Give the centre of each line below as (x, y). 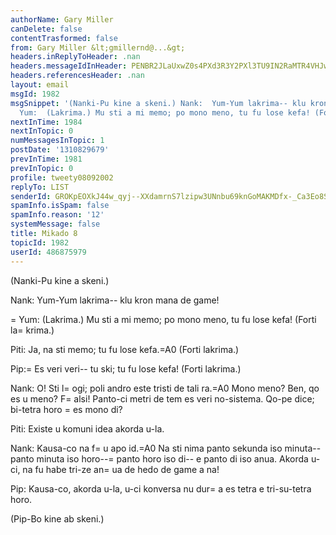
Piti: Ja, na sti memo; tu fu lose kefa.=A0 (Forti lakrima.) (125, 349)
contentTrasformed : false (64, 38)
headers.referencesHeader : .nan (77, 76)
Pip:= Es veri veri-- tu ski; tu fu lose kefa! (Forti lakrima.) (126, 368)
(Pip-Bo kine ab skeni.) (57, 518)
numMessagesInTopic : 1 (57, 141)
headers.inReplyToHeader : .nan (75, 57)
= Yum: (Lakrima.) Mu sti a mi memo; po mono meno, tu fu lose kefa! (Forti (163, 319)
